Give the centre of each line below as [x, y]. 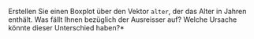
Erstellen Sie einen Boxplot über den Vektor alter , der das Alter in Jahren [127, 11]
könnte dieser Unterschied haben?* [66, 28]
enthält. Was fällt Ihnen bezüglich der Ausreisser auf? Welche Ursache [123, 19]
